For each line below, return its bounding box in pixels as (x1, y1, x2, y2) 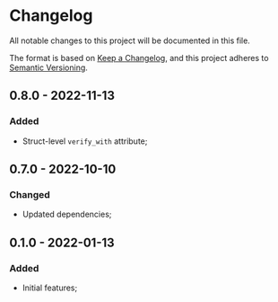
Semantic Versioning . (9, 62, 88, 73)
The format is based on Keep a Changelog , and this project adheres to (9, 52, 269, 63)
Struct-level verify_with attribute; (22, 136, 148, 147)
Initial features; (22, 282, 78, 293)
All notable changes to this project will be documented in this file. (9, 35, 251, 46)
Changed (9, 188, 51, 200)
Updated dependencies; (22, 209, 112, 220)
